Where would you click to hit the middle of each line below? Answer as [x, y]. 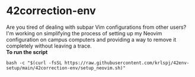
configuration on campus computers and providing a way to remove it [91, 39]
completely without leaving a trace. [49, 46]
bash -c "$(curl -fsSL [34, 63]
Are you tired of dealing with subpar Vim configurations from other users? [96, 27]
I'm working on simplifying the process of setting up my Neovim [84, 33]
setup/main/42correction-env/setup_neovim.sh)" [66, 68]
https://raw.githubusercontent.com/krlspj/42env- [127, 63]
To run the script [27, 52]
